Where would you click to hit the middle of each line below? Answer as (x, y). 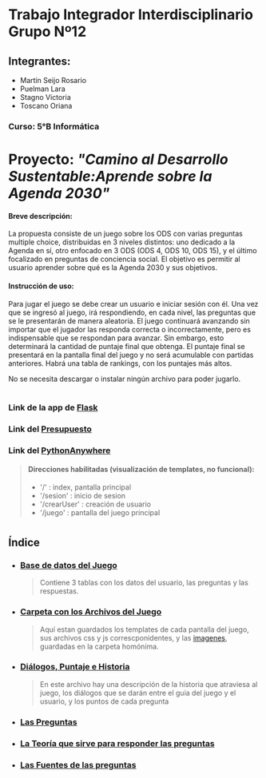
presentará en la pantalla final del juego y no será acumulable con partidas (131, 355)
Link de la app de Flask (53, 407)
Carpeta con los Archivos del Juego (91, 612)
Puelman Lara (42, 89)
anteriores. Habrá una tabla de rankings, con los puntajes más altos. (120, 363)
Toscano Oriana (46, 106)
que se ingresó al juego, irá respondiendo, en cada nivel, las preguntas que (132, 312)
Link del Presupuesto (50, 429)
